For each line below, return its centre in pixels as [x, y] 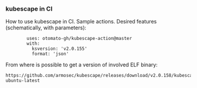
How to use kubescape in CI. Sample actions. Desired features [81, 22]
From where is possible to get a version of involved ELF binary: [82, 65]
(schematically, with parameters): [46, 28]
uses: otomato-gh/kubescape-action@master [79, 39]
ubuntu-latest [23, 81]
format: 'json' [50, 54]
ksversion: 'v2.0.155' [59, 49]
